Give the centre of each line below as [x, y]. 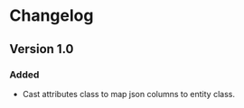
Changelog [52, 16]
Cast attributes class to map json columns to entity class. [128, 94]
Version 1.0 [42, 49]
